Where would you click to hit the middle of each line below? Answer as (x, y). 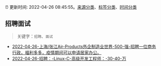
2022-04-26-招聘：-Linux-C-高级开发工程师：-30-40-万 (69, 58)
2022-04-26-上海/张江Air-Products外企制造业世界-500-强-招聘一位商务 (84, 46)
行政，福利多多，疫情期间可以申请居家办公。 (57, 53)
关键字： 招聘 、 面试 (35, 36)
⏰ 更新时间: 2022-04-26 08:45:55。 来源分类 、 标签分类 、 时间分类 (71, 7)
